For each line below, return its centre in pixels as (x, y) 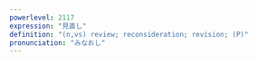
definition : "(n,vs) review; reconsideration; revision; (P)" (129, 34)
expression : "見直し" (48, 26)
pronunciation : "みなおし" (57, 43)
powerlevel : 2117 (42, 17)
